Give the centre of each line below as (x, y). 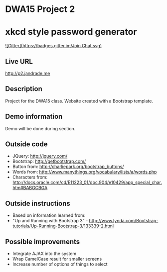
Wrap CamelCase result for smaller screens (57, 259)
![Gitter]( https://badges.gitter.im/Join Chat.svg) (54, 46)
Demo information (34, 117)
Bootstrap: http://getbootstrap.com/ (49, 161)
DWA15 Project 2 (40, 9)
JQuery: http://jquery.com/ (40, 156)
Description (24, 89)
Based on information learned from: (49, 215)
